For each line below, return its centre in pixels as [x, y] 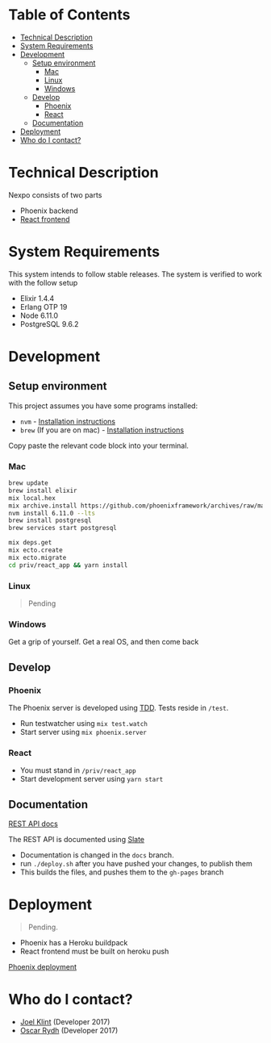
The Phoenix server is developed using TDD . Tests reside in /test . [119, 708]
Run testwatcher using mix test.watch [83, 724]
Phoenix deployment [42, 967]
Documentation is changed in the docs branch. [97, 855]
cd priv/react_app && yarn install [68, 565]
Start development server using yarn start [92, 779]
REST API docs [33, 824]
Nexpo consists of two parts [55, 194]
